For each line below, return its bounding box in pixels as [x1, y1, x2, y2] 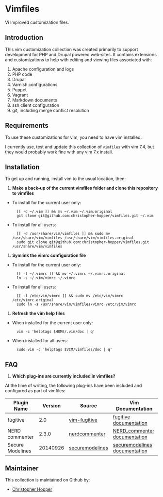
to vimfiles [12, 190, 34, 196]
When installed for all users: [12, 338, 68, 344]
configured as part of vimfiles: [5, 388, 65, 394]
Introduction [5, 33, 44, 42]
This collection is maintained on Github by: [5, 477, 90, 482]
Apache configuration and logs [12, 66, 74, 72]
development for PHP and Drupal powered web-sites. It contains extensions [5, 51, 157, 57]
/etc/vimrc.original [12, 298, 54, 303]
